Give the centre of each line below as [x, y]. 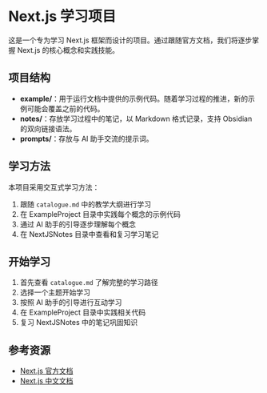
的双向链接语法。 [48, 128]
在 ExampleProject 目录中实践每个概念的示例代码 [100, 214]
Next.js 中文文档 [46, 381]
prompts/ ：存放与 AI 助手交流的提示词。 [86, 138]
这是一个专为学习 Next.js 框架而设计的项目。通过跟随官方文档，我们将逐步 [130, 40]
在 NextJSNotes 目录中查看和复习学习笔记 [89, 234]
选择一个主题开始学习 [55, 292]
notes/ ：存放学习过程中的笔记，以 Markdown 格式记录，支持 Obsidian [136, 118]
